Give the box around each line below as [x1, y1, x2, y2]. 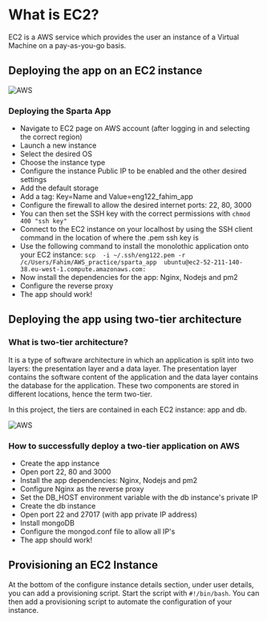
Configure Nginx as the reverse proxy [19, 484, 144, 494]
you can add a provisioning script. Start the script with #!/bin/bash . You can [8, 588, 260, 598]
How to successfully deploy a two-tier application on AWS [8, 440, 241, 451]
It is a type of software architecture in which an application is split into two [8, 355, 254, 364]
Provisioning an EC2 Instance [8, 558, 159, 572]
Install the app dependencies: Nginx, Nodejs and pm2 [19, 476, 198, 485]
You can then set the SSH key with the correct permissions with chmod [19, 209, 251, 218]
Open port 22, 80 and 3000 [19, 467, 111, 477]
